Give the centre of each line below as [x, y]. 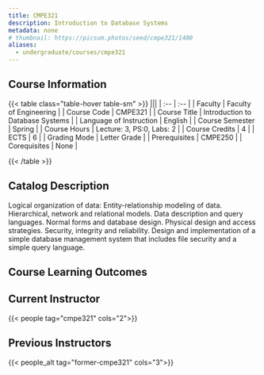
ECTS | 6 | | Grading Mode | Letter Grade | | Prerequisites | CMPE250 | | [125, 137]
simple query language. [47, 247]
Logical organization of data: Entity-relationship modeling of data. [115, 205]
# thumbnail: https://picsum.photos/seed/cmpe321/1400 [101, 38]
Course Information [57, 84]
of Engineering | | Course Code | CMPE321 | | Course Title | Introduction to [130, 112]
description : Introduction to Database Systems [88, 23]
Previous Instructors [60, 343]
